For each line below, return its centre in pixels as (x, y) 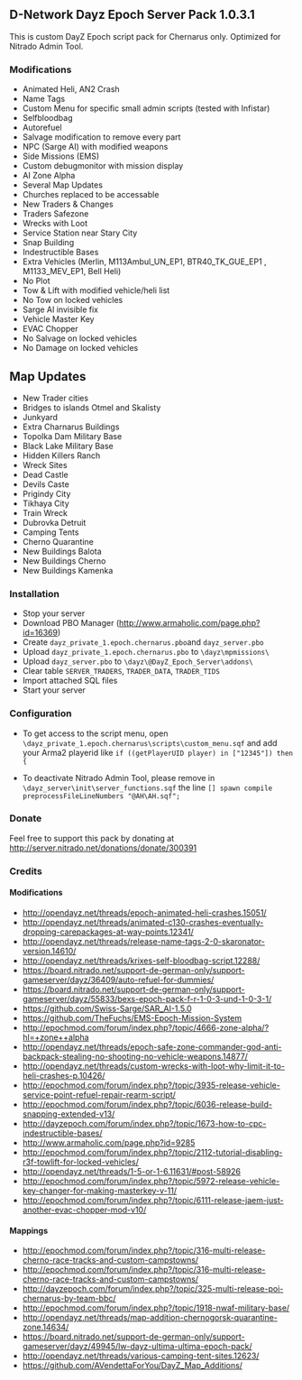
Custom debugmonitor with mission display (103, 166)
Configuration (41, 713)
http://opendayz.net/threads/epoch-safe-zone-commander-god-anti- (152, 1046)
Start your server (54, 690)
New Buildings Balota (62, 551)
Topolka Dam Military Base (72, 436)
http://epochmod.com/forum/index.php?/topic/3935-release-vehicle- (151, 1085)
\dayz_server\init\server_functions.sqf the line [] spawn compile (147, 787)
